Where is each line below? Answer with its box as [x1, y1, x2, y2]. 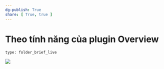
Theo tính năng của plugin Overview [5, 33, 159, 45]
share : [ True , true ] [5, 12, 52, 17]
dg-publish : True [5, 7, 41, 12]
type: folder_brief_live [5, 50, 57, 55]
